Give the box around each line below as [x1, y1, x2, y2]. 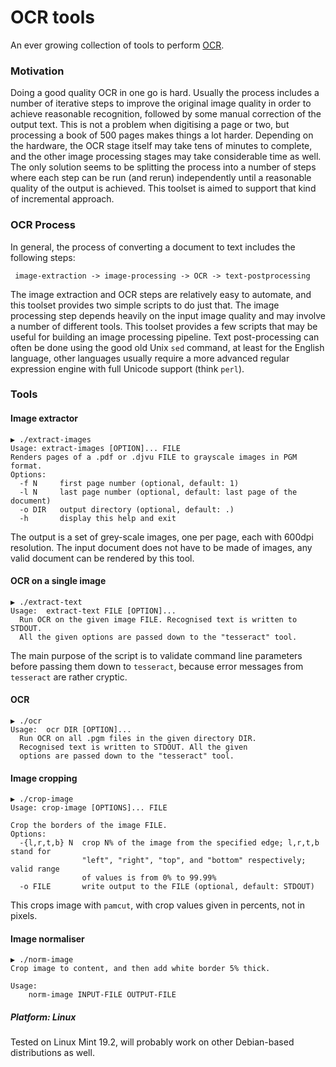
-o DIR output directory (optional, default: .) [19, 504, 235, 515]
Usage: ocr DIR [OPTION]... [10, 725, 132, 735]
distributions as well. [10, 1047, 95, 1059]
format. [10, 461, 43, 471]
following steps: [10, 251, 76, 263]
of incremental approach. [10, 193, 115, 205]
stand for [10, 847, 52, 857]
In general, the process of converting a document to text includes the [10, 241, 296, 253]
